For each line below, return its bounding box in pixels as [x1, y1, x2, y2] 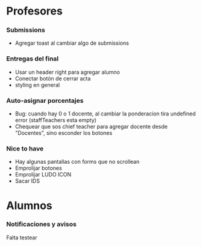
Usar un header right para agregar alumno [14, 68, 121, 76]
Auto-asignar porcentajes [6, 96, 84, 105]
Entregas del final [6, 54, 59, 63]
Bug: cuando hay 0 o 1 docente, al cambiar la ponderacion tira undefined [14, 110, 196, 117]
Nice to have [6, 144, 44, 152]
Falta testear [6, 234, 37, 241]
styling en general [14, 81, 60, 88]
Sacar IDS [14, 177, 40, 185]
